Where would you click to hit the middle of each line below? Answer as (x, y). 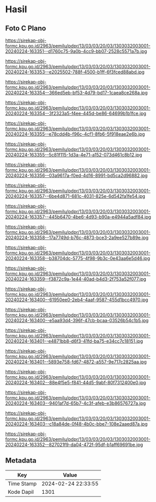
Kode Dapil (21, 492)
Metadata (21, 460)
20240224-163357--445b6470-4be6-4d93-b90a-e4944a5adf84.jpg (78, 217)
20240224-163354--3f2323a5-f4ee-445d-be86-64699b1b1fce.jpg (76, 113)
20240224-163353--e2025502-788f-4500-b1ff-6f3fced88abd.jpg (75, 72)
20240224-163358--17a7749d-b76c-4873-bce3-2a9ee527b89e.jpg (77, 237)
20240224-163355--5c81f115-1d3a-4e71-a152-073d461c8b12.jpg (74, 155)
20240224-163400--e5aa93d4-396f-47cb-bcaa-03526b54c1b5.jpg (77, 320)
